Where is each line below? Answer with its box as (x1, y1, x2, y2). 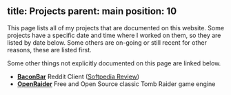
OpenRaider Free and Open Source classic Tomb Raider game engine (17, 79, 216, 88)
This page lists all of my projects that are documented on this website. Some (7, 23, 225, 32)
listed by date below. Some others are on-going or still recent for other (7, 38, 207, 47)
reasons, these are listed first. (7, 45, 92, 54)
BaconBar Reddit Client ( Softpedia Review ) (17, 72, 140, 81)
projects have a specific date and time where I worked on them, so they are (7, 31, 221, 39)
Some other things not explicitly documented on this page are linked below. (7, 59, 221, 67)
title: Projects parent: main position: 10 (7, 6, 177, 17)
